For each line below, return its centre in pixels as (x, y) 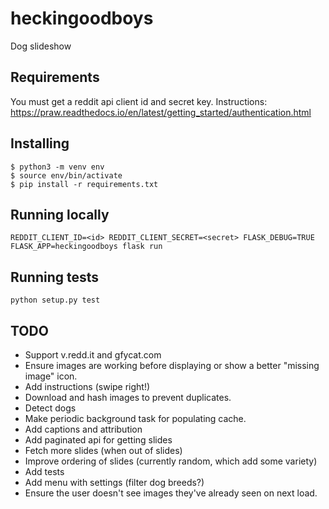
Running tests (55, 277)
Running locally (60, 214)
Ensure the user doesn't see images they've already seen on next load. (171, 493)
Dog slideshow (41, 46)
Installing (40, 143)
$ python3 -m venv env (57, 167)
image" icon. (51, 376)
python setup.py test (55, 300)
